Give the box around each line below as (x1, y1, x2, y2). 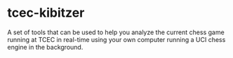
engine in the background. (7, 43, 84, 51)
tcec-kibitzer (7, 5, 85, 21)
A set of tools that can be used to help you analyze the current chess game (7, 28, 225, 36)
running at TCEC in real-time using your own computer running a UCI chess (7, 35, 226, 43)
